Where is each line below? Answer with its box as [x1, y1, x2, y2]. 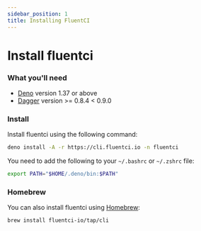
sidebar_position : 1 [7, 10, 69, 18]
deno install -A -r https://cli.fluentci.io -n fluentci [7, 144, 179, 151]
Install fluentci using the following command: [7, 130, 138, 139]
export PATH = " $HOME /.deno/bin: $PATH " [7, 171, 119, 178]
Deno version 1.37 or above [17, 89, 98, 97]
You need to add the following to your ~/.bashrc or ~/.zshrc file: [7, 157, 195, 165]
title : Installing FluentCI [7, 17, 91, 24]
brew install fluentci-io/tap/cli [7, 217, 110, 224]
